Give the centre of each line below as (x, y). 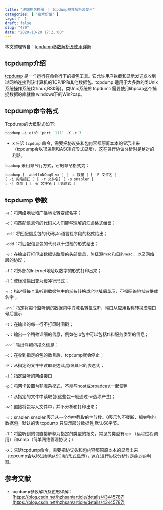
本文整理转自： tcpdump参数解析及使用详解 (48, 46)
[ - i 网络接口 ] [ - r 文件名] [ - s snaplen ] (49, 179)
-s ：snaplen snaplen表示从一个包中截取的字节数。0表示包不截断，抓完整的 (80, 417)
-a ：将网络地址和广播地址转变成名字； (44, 213)
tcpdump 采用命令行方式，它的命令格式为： (47, 165)
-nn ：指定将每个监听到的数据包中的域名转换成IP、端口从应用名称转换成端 (79, 308)
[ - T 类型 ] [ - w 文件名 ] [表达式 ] (40, 184)
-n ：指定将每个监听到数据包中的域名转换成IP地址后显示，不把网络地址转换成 (82, 291)
